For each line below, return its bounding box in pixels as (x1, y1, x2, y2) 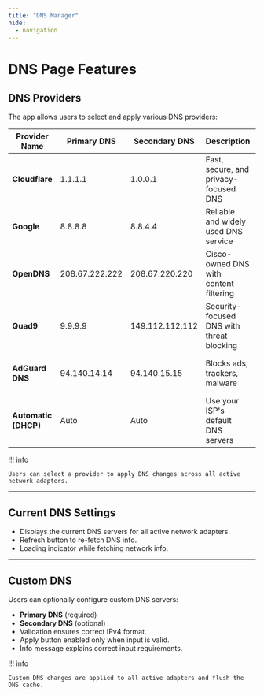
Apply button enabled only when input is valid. (19, 635, 170, 645)
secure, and (205, 164, 250, 175)
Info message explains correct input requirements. (19, 644, 183, 652)
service (205, 236, 233, 247)
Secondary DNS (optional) (19, 619, 106, 627)
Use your (205, 396, 240, 407)
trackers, (205, 368, 238, 379)
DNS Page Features (8, 60, 137, 78)
